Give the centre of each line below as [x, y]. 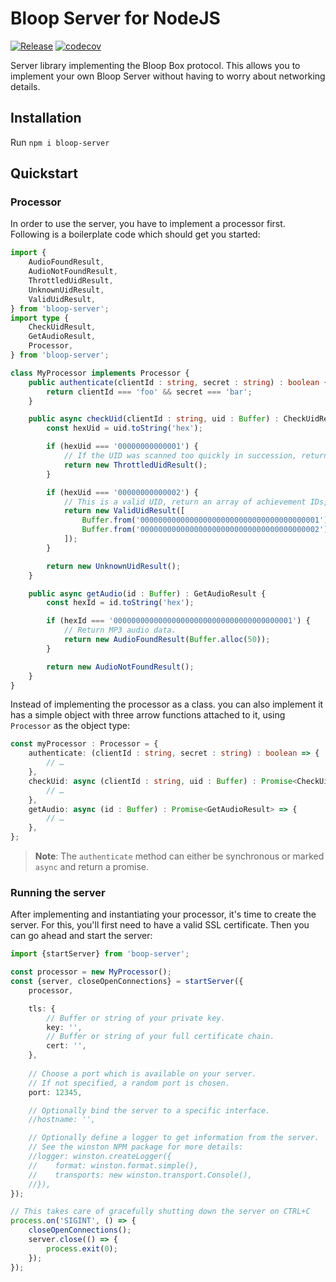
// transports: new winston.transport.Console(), [140, 1175]
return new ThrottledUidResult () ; [135, 465]
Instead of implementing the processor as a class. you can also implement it [167, 704]
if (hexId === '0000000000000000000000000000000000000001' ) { [178, 621]
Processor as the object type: [70, 726]
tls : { [42, 1008]
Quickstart [44, 173]
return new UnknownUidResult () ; [114, 566]
